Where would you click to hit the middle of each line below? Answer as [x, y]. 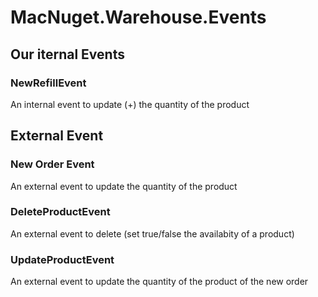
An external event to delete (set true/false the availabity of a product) [152, 233]
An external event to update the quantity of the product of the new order [159, 282]
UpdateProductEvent [62, 259]
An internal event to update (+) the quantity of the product [130, 104]
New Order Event [52, 164]
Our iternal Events [67, 54]
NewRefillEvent [48, 83]
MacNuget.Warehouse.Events [138, 17]
